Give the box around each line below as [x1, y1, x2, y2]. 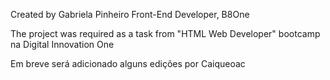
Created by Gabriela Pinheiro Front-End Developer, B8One [10, 9, 250, 20]
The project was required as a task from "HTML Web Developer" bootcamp [10, 28, 321, 39]
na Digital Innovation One [10, 39, 115, 50]
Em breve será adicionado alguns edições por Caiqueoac [10, 58, 246, 69]
